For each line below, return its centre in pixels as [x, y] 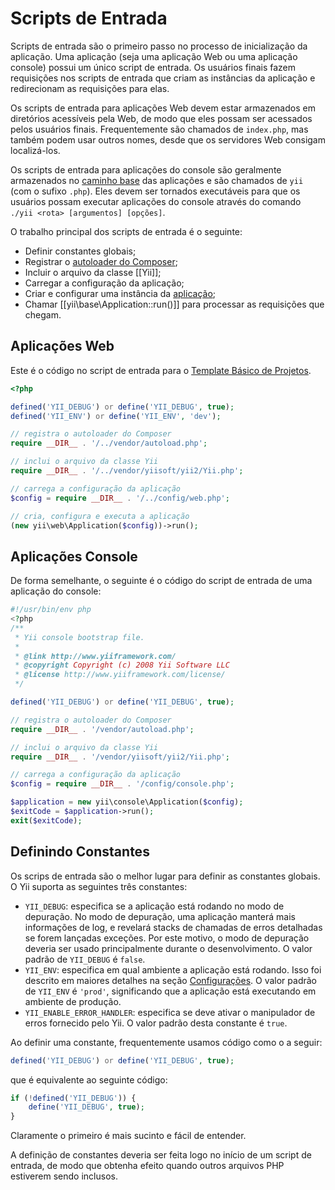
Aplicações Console [74, 556]
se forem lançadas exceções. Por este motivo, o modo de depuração [167, 938]
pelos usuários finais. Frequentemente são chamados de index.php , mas [159, 129]
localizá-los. [35, 150]
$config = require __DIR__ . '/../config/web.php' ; [120, 498]
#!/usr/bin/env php [51, 610]
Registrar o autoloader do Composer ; [101, 261]
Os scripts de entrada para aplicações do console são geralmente [146, 169]
